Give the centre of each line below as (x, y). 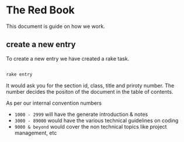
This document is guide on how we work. (55, 26)
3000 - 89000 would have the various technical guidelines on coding (96, 120)
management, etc (36, 133)
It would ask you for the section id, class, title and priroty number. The (90, 86)
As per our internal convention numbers (54, 103)
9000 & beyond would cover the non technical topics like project (91, 126)
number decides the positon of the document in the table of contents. (90, 91)
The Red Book (40, 10)
